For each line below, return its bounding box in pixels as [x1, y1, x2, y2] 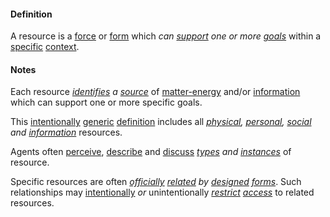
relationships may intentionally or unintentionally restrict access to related [10, 186, 315, 199]
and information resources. [10, 126, 123, 139]
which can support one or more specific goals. [10, 96, 203, 109]
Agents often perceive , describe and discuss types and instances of [10, 146, 292, 158]
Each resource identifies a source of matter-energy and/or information [10, 86, 301, 98]
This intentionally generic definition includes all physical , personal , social [10, 116, 312, 128]
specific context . [10, 41, 80, 53]
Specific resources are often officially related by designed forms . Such [10, 176, 302, 188]
